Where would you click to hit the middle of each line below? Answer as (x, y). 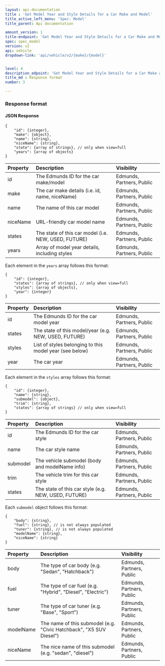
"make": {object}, (33, 135)
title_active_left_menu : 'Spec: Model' (46, 19)
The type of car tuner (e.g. (71, 606)
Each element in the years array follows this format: (57, 266)
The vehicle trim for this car (67, 475)
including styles (54, 254)
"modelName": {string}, (38, 534)
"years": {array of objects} (44, 152)
